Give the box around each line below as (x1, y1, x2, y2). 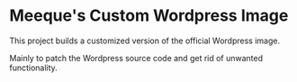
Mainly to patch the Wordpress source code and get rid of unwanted (9, 52, 264, 63)
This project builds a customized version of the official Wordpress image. (9, 35, 281, 46)
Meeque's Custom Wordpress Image (9, 5, 289, 26)
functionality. (9, 62, 58, 73)
